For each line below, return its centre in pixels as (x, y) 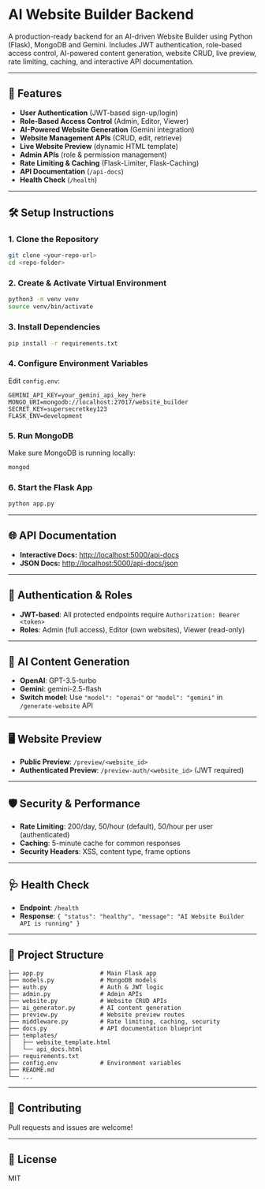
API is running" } (50, 923)
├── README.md (32, 1070)
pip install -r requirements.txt (63, 343)
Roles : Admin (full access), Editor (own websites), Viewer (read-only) (132, 629)
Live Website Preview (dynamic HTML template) (99, 146)
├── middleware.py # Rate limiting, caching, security (114, 1021)
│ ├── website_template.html (60, 1042)
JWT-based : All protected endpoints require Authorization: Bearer (130, 614)
